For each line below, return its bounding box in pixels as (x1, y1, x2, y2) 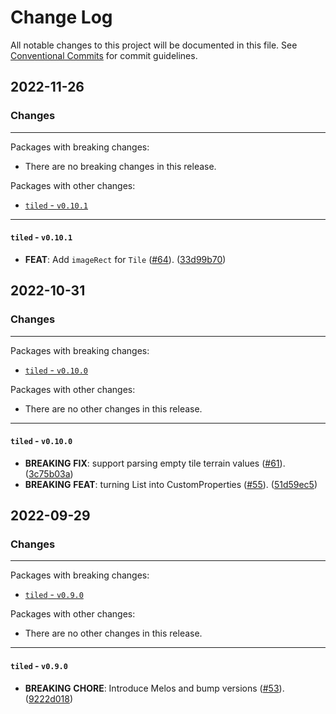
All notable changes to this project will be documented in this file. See (10, 39, 298, 51)
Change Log (10, 6, 113, 29)
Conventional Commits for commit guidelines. (10, 49, 198, 61)
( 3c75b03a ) (24, 467, 74, 480)
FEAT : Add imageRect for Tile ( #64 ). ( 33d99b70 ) (24, 253, 227, 265)
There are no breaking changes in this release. (24, 160, 217, 172)
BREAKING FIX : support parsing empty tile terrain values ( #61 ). (24, 457, 286, 469)
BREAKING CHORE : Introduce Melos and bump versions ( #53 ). (24, 682, 285, 694)
